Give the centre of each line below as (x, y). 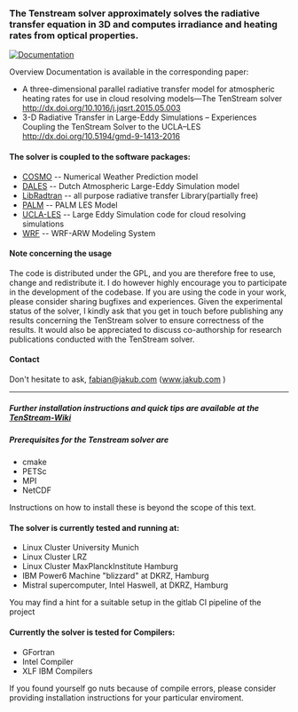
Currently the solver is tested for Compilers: (92, 632)
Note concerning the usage (61, 253)
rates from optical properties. (74, 36)
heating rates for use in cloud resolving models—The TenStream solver (152, 99)
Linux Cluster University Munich (80, 548)
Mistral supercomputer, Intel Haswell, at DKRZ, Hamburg (125, 585)
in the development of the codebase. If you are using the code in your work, (148, 292)
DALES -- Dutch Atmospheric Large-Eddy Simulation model (130, 186)
